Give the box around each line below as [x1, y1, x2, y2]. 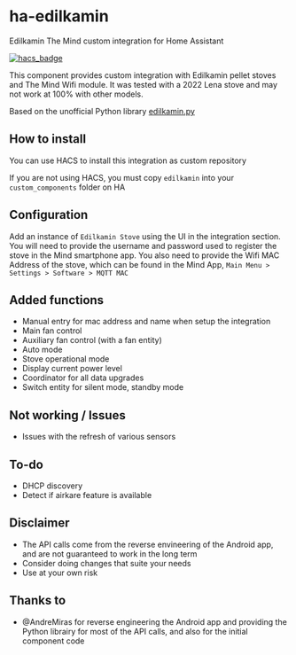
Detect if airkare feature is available [21, 490, 152, 500]
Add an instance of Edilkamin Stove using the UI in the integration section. [9, 230, 281, 241]
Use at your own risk [21, 567, 98, 578]
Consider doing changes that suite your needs [21, 558, 191, 568]
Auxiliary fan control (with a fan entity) [21, 335, 162, 346]
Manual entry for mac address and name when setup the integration [21, 316, 271, 327]
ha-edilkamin [9, 6, 109, 27]
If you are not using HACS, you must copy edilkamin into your [9, 172, 235, 183]
